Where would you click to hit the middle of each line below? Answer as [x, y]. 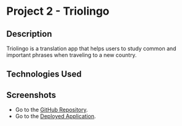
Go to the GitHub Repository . [51, 110]
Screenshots [31, 95]
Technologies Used [44, 74]
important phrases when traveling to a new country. [71, 55]
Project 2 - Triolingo [58, 11]
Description [29, 34]
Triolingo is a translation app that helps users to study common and [91, 48]
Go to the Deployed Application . [55, 116]
